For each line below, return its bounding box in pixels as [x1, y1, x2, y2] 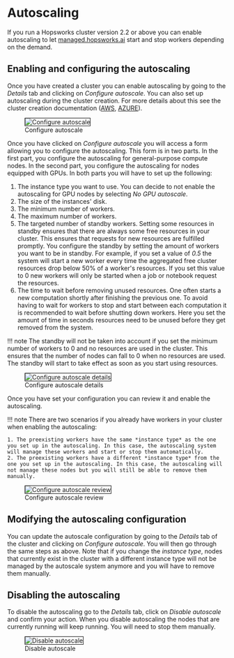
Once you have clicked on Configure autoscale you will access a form [7, 139, 208, 147]
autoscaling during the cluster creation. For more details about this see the [7, 96, 221, 105]
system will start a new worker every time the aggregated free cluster [17, 256, 217, 264]
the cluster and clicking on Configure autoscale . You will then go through [7, 539, 217, 548]
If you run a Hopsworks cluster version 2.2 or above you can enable [7, 28, 202, 36]
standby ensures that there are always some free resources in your [17, 227, 210, 235]
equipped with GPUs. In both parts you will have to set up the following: [7, 169, 212, 177]
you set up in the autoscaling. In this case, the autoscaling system [7, 442, 217, 449]
